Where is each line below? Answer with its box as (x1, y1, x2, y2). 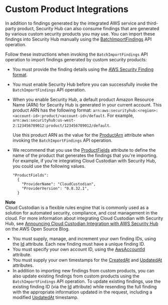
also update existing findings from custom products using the (12, 273, 139, 279)
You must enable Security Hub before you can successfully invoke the (12, 81, 158, 87)
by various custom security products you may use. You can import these (5, 31, 155, 37)
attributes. (12, 262, 34, 268)
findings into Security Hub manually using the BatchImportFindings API (5, 36, 152, 42)
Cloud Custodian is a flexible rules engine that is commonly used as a (5, 205, 149, 211)
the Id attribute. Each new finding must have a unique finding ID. (12, 241, 145, 247)
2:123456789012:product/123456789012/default (12, 123, 109, 128)
